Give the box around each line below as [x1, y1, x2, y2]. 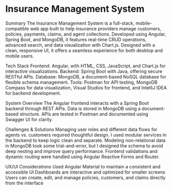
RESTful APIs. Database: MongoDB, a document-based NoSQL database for [5, 73, 167, 80]
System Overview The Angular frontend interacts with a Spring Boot [5, 100, 149, 106]
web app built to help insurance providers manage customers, [30, 25, 162, 31]
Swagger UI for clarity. [5, 116, 53, 122]
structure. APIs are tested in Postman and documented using [20, 111, 148, 117]
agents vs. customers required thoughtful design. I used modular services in [5, 131, 167, 138]
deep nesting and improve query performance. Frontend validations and [5, 148, 158, 154]
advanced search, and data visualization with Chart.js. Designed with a [5, 42, 156, 48]
